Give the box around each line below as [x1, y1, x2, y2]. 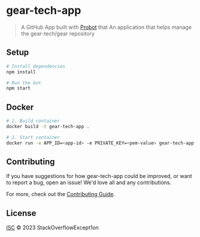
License [6, 208, 37, 218]
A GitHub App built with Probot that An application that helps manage [20, 23, 192, 31]
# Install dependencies [6, 63, 66, 69]
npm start [6, 85, 31, 91]
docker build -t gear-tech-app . [6, 123, 90, 129]
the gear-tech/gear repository [20, 29, 95, 37]
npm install [6, 69, 36, 75]
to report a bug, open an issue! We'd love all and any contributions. [6, 179, 172, 186]
